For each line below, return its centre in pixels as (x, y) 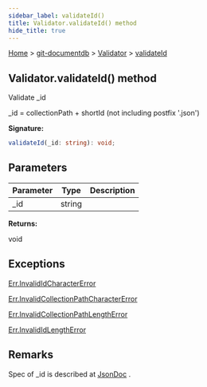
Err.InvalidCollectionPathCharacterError (73, 298)
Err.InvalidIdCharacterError (52, 283)
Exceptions (37, 264)
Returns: (23, 223)
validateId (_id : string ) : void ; (62, 143)
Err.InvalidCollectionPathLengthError (68, 314)
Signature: (26, 128)
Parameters (38, 168)
